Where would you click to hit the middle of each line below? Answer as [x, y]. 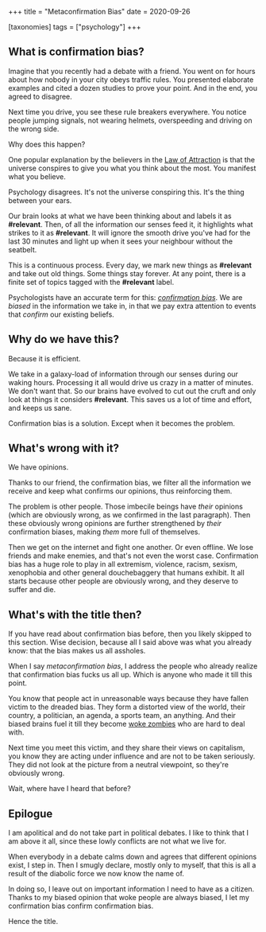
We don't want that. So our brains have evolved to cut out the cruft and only [132, 391]
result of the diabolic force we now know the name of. [96, 874]
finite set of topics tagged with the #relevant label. [91, 282]
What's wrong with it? [64, 448]
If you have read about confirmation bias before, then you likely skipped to [130, 634]
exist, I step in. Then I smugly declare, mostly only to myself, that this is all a [132, 865]
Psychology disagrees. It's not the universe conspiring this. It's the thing [126, 192]
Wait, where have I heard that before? [69, 789]
